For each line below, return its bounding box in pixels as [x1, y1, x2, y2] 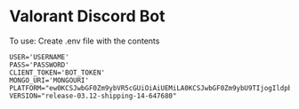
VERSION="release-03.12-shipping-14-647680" [9, 91, 177, 100]
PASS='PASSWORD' [9, 60, 69, 69]
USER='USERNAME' [9, 52, 69, 61]
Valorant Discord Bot [9, 6, 166, 27]
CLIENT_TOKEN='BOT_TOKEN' [9, 68, 105, 77]
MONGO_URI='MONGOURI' [9, 75, 90, 85]
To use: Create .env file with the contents [9, 35, 160, 46]
